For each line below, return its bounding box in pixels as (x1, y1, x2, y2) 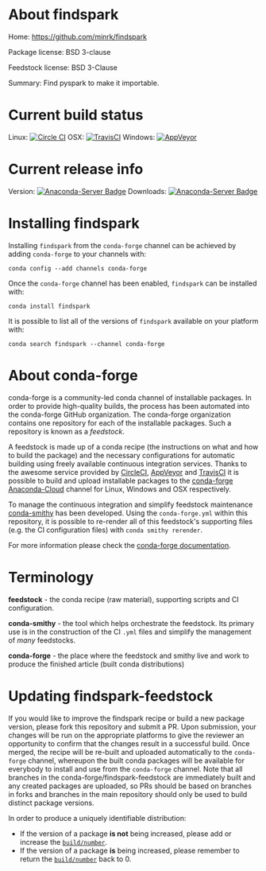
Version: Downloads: (8, 186, 167, 196)
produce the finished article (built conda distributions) (8, 659, 185, 669)
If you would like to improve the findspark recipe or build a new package (8, 714, 245, 723)
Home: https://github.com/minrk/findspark (8, 32, 147, 41)
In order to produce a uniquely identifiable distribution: (8, 813, 187, 822)
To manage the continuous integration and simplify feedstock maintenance (8, 500, 253, 509)
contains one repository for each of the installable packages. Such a (8, 418, 232, 427)
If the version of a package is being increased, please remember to (19, 846, 240, 855)
